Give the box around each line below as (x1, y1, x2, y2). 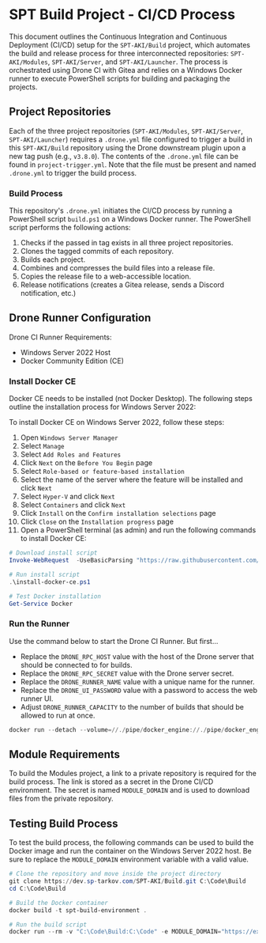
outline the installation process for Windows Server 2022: (9, 402, 197, 412)
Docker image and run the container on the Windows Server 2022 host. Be (9, 846, 252, 856)
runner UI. (20, 694, 54, 703)
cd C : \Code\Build (9, 884, 66, 892)
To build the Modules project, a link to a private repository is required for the (9, 769, 257, 778)
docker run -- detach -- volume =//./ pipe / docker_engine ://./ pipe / (9, 725, 225, 733)
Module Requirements (9, 748, 121, 761)
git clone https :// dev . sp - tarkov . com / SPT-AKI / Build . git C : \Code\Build (9, 877, 246, 885)
